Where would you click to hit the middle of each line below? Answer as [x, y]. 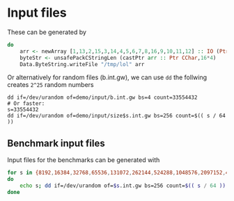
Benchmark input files [56, 143]
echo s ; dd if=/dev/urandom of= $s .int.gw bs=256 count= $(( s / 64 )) [123, 186]
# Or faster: [26, 104]
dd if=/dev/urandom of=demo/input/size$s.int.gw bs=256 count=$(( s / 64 [117, 116]
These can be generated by [47, 32]
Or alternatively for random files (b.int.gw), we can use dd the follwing [107, 77]
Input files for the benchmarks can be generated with [84, 160]
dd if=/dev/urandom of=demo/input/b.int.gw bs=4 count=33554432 [102, 98]
